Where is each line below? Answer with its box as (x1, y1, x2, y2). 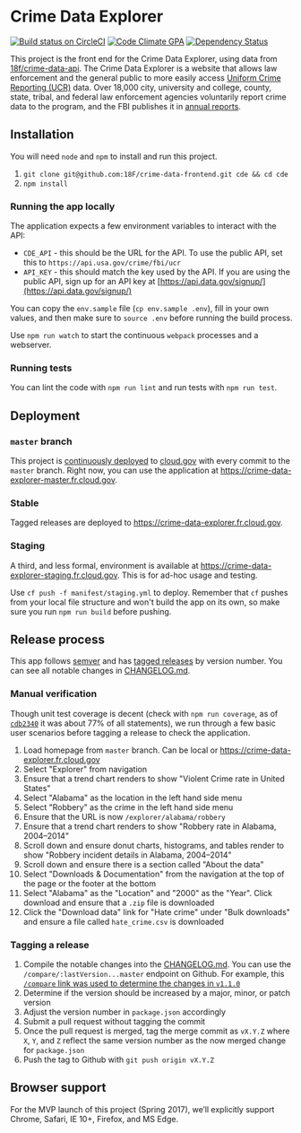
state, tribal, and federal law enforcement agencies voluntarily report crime (10, 92, 287, 102)
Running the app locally (10, 200, 116, 213)
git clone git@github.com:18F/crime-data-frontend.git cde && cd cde (22, 170, 289, 179)
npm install (22, 179, 68, 188)
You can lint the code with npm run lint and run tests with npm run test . (10, 382, 278, 393)
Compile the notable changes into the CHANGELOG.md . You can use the (22, 959, 292, 970)
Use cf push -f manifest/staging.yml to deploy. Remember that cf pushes (10, 587, 288, 597)
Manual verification (10, 688, 98, 701)
